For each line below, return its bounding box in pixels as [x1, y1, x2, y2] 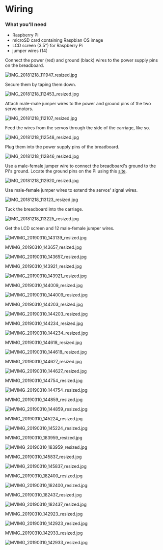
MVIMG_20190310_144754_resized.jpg [5, 377, 83, 384]
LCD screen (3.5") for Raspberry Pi [12, 43, 83, 49]
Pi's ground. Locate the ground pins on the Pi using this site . [5, 168, 127, 174]
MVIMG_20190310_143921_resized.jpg [5, 263, 82, 269]
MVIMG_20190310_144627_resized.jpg [5, 359, 82, 365]
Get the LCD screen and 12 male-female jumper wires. [5, 225, 114, 232]
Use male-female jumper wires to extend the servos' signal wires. [5, 187, 138, 193]
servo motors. [5, 106, 33, 112]
